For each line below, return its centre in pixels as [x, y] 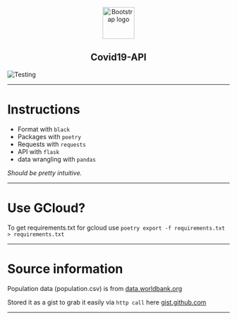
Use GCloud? [47, 208]
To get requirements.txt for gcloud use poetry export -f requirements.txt [116, 227]
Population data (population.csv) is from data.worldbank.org [95, 288]
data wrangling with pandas [57, 159]
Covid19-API [119, 58]
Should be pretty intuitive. [45, 172]
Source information [65, 269]
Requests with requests [51, 144]
